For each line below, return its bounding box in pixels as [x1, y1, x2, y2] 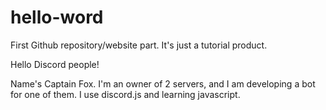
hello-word [10, 6, 104, 29]
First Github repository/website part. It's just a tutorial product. [10, 39, 268, 51]
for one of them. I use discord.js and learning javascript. [10, 88, 241, 100]
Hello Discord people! [10, 58, 100, 70]
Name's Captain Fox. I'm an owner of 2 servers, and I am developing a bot [10, 77, 316, 90]
